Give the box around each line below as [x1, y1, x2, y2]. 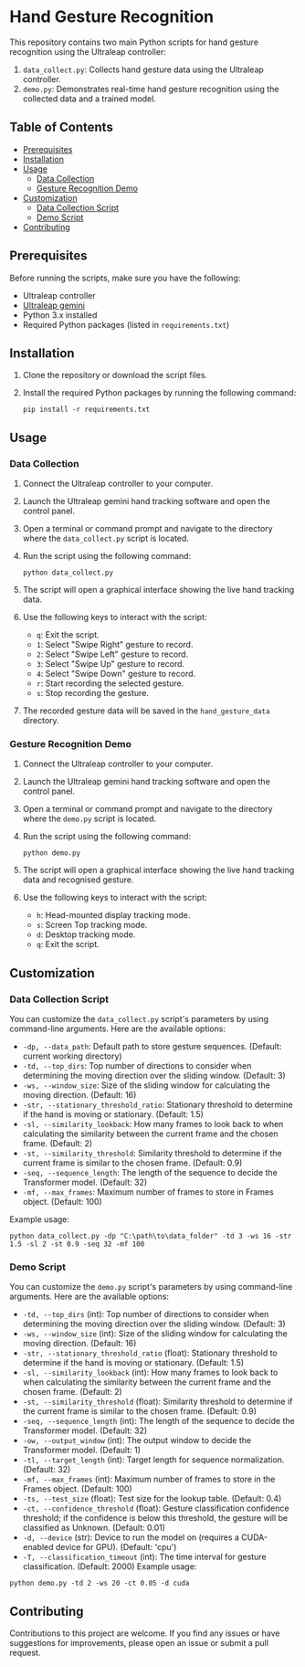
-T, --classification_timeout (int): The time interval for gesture [22, 1551, 267, 1563]
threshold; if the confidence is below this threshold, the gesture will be [22, 1513, 289, 1524]
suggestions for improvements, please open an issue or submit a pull [9, 1638, 269, 1649]
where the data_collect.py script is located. [22, 533, 190, 544]
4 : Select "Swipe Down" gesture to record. [36, 669, 196, 680]
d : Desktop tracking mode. [36, 929, 136, 940]
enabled [22, 1542, 54, 1553]
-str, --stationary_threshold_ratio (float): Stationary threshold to [22, 1347, 279, 1358]
